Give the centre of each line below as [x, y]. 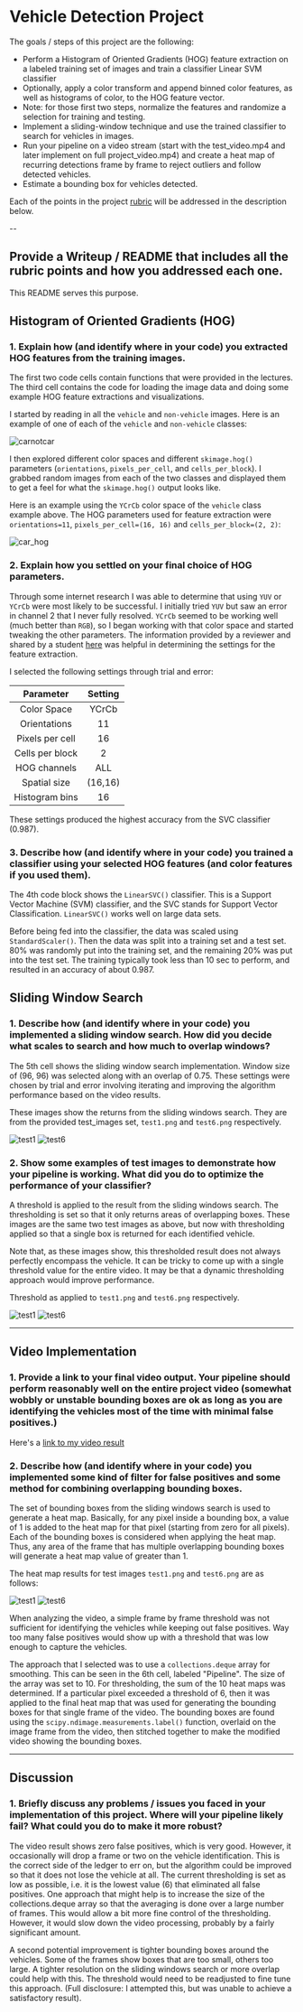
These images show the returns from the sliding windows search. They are [148, 1112]
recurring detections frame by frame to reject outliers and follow [142, 164]
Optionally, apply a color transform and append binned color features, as [157, 88]
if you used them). [50, 875]
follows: [24, 1583]
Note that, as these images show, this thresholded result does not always [145, 1252]
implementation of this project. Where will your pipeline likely [147, 1815]
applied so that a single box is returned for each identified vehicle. [132, 1234]
